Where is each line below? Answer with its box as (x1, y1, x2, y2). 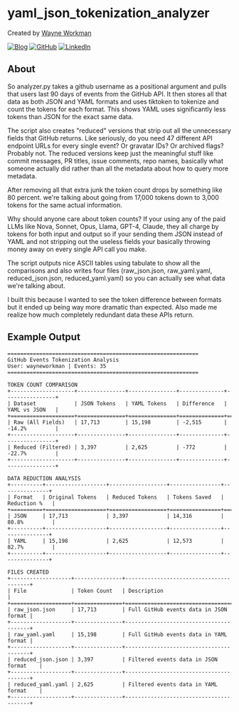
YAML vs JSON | (7, 406, 59, 413)
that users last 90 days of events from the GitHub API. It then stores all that (7, 89, 227, 98)
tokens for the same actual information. (7, 200, 122, 209)
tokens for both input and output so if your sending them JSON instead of (7, 230, 223, 238)
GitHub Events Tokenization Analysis (7, 356, 119, 363)
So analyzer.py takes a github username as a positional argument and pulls (7, 82, 227, 91)
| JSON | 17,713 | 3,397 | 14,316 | (7, 512, 224, 519)
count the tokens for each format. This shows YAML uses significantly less (7, 105, 226, 113)
